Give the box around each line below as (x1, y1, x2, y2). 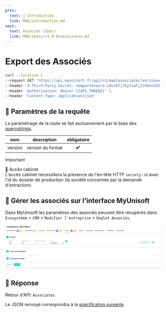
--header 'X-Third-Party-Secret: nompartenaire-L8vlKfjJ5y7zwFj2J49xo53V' (5, 83, 163, 88)
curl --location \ (5, 73, 43, 78)
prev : (5, 8, 16, 13)
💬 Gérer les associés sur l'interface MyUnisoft (5, 196, 150, 205)
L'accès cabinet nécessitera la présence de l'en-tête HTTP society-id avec (5, 172, 159, 178)
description (32, 136, 57, 143)
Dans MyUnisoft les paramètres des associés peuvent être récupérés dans (5, 210, 157, 216)
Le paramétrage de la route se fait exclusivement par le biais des (5, 120, 137, 126)
